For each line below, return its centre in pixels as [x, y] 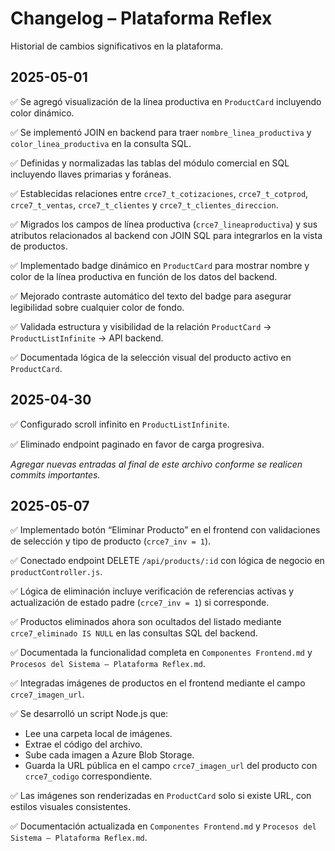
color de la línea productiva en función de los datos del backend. [144, 276]
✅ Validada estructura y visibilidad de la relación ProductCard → [141, 326]
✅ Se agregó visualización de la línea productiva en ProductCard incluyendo [166, 101]
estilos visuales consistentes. [71, 807]
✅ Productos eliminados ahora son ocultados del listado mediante [146, 622]
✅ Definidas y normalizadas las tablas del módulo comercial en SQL [150, 163]
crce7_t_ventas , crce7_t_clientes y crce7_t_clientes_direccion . [144, 204]
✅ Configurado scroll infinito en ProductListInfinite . [120, 424]
